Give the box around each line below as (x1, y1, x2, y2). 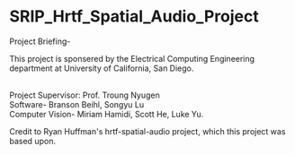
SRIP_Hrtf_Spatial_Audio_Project (9, 6, 259, 27)
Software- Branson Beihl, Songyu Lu (9, 99, 145, 109)
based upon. (9, 135, 57, 146)
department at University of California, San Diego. (9, 63, 194, 73)
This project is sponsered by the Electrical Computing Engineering (9, 53, 255, 64)
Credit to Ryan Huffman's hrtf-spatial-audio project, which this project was (9, 125, 286, 136)
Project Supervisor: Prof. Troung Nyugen (9, 90, 160, 100)
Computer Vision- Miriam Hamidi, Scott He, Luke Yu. (9, 108, 204, 119)
